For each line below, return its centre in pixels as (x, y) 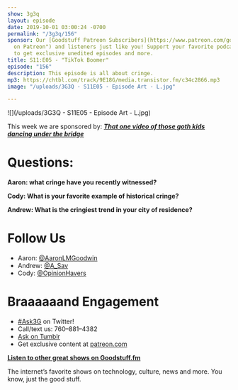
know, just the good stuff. (44, 379)
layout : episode (31, 21)
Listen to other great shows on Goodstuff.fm (74, 358)
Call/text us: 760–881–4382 (57, 329)
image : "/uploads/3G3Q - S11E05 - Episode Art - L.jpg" (91, 87)
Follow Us (36, 239)
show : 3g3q (23, 14)
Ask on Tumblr (39, 337)
